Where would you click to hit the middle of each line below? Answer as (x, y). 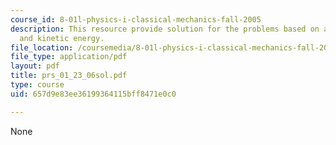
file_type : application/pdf (69, 57)
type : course (37, 85)
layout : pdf (35, 66)
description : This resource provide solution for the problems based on (165, 29)
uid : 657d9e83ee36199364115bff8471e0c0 (93, 94)
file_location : (42, 47)
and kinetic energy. (62, 38)
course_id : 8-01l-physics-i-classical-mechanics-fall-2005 (136, 19)
